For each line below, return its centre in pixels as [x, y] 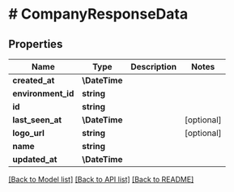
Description [153, 67]
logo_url [28, 133]
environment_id [43, 94]
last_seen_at [37, 120]
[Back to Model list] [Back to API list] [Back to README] [101, 179]
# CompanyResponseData [98, 14]
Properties [36, 44]
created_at [34, 80]
